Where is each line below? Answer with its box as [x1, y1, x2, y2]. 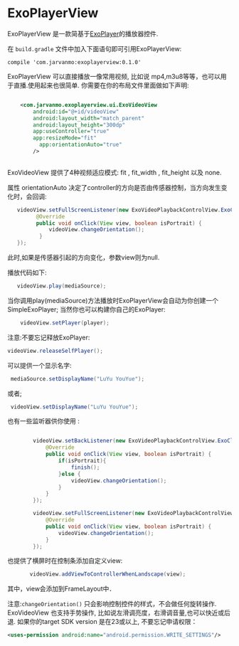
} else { [58, 470, 81, 477]
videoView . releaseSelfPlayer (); [7, 347, 103, 354]
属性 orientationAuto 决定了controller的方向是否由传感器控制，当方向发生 [7, 183, 222, 191]
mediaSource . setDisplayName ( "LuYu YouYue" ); [10, 375, 144, 382]
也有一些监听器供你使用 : [7, 417, 80, 425]
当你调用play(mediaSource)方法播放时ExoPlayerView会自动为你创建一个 [7, 296, 219, 305]
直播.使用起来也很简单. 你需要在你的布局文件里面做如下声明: [13, 80, 190, 90]
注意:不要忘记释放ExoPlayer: [7, 333, 90, 341]
